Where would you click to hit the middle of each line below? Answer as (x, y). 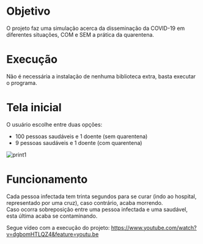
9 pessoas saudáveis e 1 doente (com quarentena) (79, 142)
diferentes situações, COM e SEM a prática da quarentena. (80, 34)
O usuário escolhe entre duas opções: (54, 124)
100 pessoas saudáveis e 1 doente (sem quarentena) (81, 136)
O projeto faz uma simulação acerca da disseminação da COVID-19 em (96, 28)
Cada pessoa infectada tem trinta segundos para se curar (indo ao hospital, (102, 196)
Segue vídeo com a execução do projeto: (58, 227)
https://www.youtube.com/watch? (154, 227)
